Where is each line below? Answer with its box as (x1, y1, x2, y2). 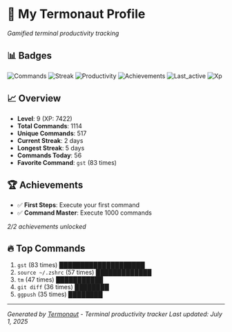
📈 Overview (7, 92, 61, 104)
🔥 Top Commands (7, 242, 86, 254)
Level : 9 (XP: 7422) (17, 114, 72, 123)
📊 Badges (7, 50, 52, 61)
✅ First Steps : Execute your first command (17, 201, 140, 209)
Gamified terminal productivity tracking (7, 29, 119, 37)
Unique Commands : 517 (17, 129, 87, 137)
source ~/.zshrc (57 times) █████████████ (17, 268, 152, 277)
